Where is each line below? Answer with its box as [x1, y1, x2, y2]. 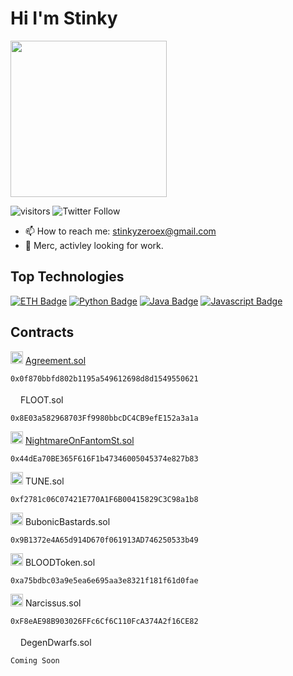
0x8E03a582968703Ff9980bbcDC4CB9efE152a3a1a [10, 413, 199, 423]
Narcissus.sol [24, 597, 82, 609]
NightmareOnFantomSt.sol [24, 434, 135, 446]
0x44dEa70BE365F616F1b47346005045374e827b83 [10, 453, 199, 464]
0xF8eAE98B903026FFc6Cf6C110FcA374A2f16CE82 [10, 616, 199, 626]
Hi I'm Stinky [10, 7, 118, 30]
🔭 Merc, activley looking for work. [24, 239, 164, 251]
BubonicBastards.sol [24, 515, 111, 527]
